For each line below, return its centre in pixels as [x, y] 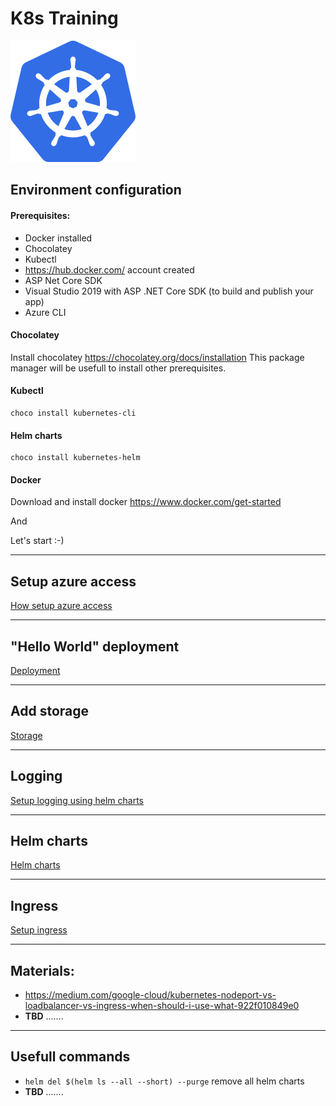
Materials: [42, 970]
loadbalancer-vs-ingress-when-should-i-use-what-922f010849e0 [162, 1006]
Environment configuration [96, 190]
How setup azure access [61, 606]
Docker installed [58, 238]
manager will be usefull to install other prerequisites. [118, 368]
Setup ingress [39, 930]
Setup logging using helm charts [77, 800]
